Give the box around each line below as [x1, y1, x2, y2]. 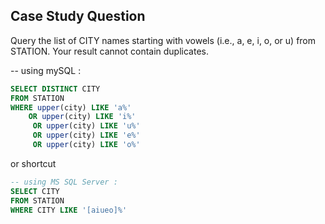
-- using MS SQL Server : [10, 177, 118, 187]
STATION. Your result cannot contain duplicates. [10, 45, 209, 57]
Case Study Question [10, 8, 146, 25]
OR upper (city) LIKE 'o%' [32, 140, 141, 150]
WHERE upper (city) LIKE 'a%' [10, 102, 132, 113]
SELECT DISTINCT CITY [10, 84, 101, 94]
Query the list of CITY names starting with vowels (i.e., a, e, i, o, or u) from [10, 34, 317, 46]
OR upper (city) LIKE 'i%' [28, 112, 137, 122]
